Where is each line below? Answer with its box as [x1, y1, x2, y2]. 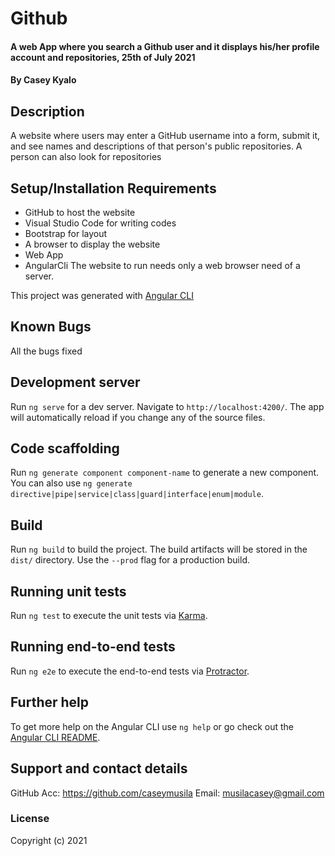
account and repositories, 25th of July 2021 [10, 51, 196, 63]
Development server [10, 374, 141, 391]
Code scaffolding [10, 440, 120, 457]
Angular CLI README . [10, 731, 101, 743]
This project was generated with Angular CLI [10, 290, 194, 301]
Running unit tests [10, 583, 127, 600]
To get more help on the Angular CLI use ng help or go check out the [10, 720, 294, 732]
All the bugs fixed [10, 345, 83, 357]
